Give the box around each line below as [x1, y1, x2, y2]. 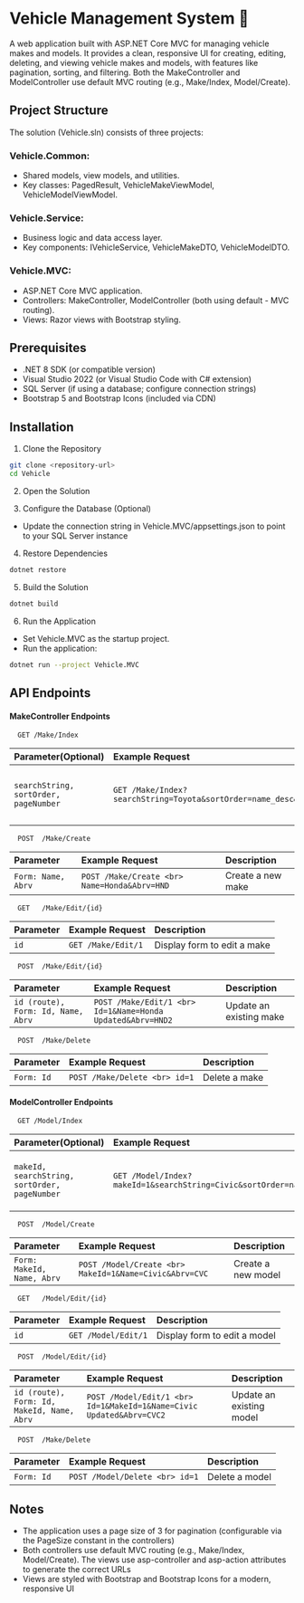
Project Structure [9, 103, 109, 119]
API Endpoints [9, 685, 91, 701]
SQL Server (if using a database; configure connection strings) [22, 384, 257, 395]
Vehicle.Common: [9, 149, 90, 162]
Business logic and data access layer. [22, 233, 163, 243]
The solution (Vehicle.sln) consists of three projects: [9, 127, 204, 138]
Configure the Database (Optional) [22, 503, 152, 514]
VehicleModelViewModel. [22, 189, 118, 200]
